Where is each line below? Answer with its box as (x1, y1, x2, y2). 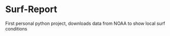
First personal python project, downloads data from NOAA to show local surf (5, 20, 165, 26)
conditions (5, 25, 27, 31)
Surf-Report (5, 4, 57, 15)
